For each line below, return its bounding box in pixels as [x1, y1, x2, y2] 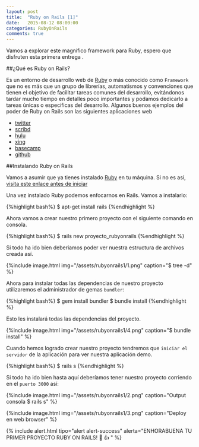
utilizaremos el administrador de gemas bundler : [6, 286, 125, 293]
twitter [14, 119, 31, 126]
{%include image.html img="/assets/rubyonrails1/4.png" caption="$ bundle [6, 327, 191, 334]
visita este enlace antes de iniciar [6, 180, 88, 188]
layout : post [6, 8, 39, 15]
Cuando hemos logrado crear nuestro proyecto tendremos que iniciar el [6, 345, 188, 352]
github [14, 151, 31, 158]
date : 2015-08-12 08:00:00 [6, 20, 78, 26]
